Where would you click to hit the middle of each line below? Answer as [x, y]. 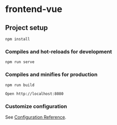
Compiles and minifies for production [51, 74]
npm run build [20, 85]
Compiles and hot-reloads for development [59, 51]
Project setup [27, 28]
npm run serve [20, 62]
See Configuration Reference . [36, 117]
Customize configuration [36, 106]
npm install [17, 39]
